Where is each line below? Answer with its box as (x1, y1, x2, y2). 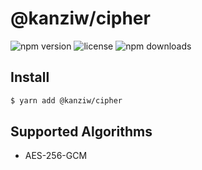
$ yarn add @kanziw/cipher (10, 95, 123, 106)
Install (10, 69, 50, 86)
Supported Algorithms (10, 123, 153, 141)
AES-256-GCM (24, 150, 88, 162)
